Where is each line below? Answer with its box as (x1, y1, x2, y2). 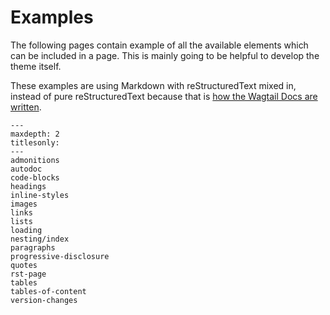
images (10, 199, 38, 209)
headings (10, 181, 47, 191)
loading (10, 225, 43, 235)
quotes (10, 260, 38, 270)
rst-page (10, 269, 47, 279)
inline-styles (10, 190, 70, 200)
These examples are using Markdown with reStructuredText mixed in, (10, 79, 297, 91)
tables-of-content (10, 286, 87, 296)
